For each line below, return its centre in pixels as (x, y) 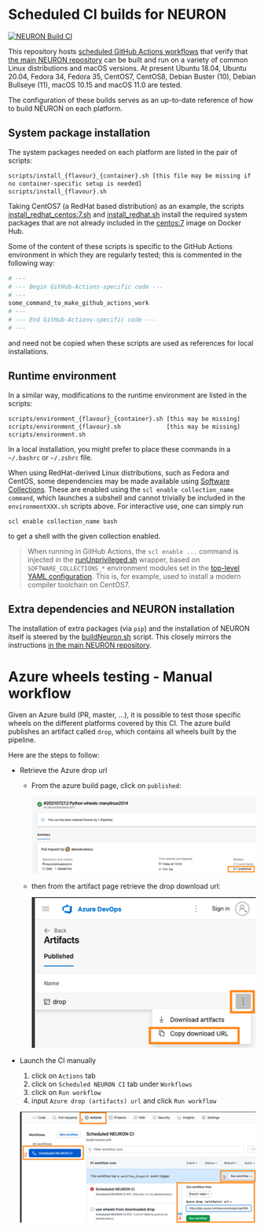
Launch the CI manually (58, 1060)
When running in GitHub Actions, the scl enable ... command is (133, 551)
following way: (31, 263)
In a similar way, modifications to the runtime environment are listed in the (128, 395)
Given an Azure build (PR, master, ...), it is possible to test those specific (125, 715)
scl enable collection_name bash (63, 521)
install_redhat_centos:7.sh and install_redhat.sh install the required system (128, 214)
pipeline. (22, 740)
